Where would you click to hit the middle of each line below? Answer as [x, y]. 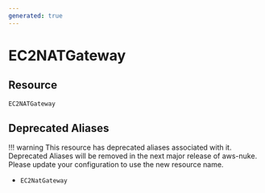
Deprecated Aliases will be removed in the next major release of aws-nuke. [133, 156]
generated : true [35, 16]
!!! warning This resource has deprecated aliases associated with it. [120, 148]
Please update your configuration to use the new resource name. [116, 165]
